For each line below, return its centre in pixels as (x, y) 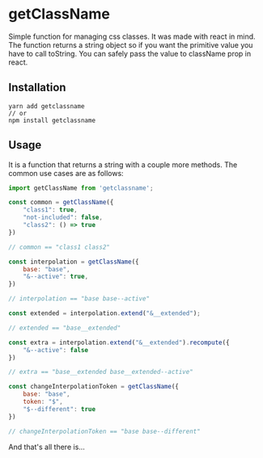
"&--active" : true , (56, 277)
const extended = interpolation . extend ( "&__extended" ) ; (104, 313)
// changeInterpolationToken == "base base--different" (104, 431)
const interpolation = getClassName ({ (74, 262)
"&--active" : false (56, 350)
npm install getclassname (52, 120)
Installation (37, 88)
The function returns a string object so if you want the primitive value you (131, 44)
